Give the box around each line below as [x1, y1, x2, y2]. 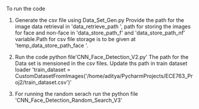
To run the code [6, 5, 46, 12]
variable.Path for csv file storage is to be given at [14, 36, 136, 42]
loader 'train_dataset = [14, 66, 71, 73]
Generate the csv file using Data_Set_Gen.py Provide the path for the [14, 17, 184, 23]
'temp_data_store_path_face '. [14, 42, 88, 49]
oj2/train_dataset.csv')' [14, 79, 72, 86]
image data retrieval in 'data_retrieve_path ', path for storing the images [14, 23, 191, 30]
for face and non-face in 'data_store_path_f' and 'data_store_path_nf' [14, 29, 185, 36]
